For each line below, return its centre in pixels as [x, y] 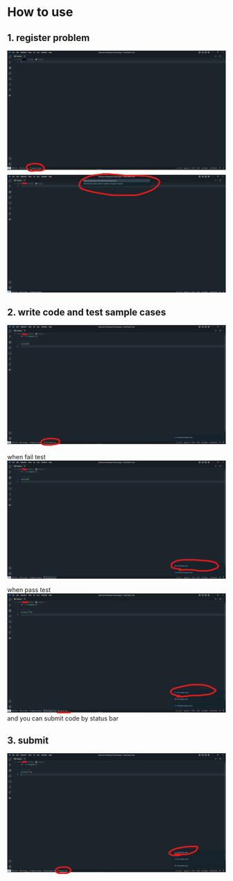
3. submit [28, 740]
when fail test [27, 456]
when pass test [29, 590]
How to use [40, 12]
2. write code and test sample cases [87, 312]
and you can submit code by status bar [63, 718]
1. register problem [49, 38]
